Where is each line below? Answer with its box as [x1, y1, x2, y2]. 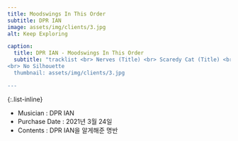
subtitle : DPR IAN [7, 17, 62, 24]
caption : [7, 43, 33, 50]
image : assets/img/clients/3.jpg [7, 23, 106, 30]
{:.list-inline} [7, 95, 43, 103]
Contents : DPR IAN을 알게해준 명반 [17, 125, 118, 135]
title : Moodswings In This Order [7, 10, 106, 18]
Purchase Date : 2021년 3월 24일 [17, 117, 113, 125]
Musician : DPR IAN [17, 108, 74, 117]
